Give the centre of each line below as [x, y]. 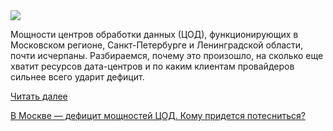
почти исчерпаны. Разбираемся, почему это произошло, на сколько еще [167, 55]
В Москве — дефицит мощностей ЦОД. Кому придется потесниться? [158, 115]
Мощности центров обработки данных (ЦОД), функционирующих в [154, 34]
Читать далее [39, 96]
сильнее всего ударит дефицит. [77, 77]
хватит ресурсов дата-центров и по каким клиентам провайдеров [152, 66]
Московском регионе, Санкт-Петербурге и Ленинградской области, [157, 45]
